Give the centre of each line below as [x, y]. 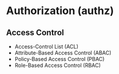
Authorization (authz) [60, 11]
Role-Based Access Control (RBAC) [58, 65]
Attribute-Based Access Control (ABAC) [63, 53]
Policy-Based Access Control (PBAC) [59, 59]
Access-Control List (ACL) [46, 46]
